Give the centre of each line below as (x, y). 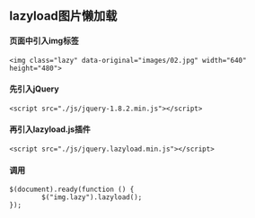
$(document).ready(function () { (72, 190)
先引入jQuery (35, 89)
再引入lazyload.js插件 (50, 129)
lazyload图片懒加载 (63, 16)
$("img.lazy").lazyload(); (92, 197)
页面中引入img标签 (44, 40)
